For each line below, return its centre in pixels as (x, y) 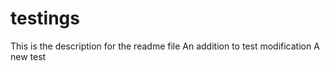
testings (45, 18)
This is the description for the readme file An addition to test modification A (165, 46)
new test (28, 56)
